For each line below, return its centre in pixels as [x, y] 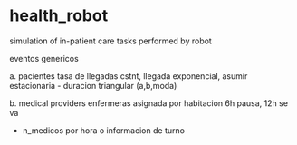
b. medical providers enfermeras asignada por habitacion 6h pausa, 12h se [148, 103]
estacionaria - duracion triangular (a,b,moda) [93, 85]
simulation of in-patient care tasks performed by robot [111, 41]
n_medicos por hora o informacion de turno [104, 130]
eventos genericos [44, 58]
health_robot [59, 16]
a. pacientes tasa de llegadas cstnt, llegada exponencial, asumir [129, 76]
